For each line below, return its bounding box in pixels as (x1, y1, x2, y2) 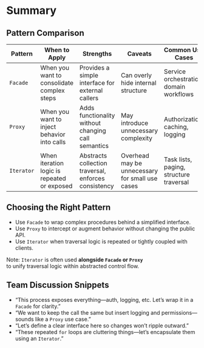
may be (121, 159, 143, 167)
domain (163, 82, 186, 91)
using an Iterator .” (15, 335, 64, 342)
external (79, 86, 103, 95)
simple (79, 71, 98, 79)
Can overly (121, 71, 152, 79)
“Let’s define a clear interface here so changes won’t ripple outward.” (15, 322, 189, 329)
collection (79, 159, 107, 167)
